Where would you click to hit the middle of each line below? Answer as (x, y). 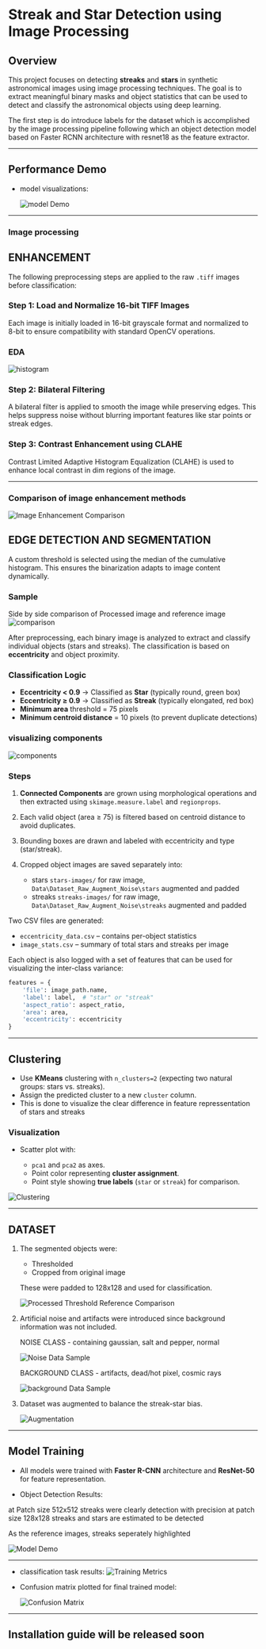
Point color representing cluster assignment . (105, 1173)
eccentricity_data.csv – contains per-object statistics (108, 936)
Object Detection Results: (61, 1494)
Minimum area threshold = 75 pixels (79, 709)
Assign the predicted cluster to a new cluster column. (108, 1095)
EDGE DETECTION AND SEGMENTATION (110, 540)
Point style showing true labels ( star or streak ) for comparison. (135, 1182)
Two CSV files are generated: (56, 920)
